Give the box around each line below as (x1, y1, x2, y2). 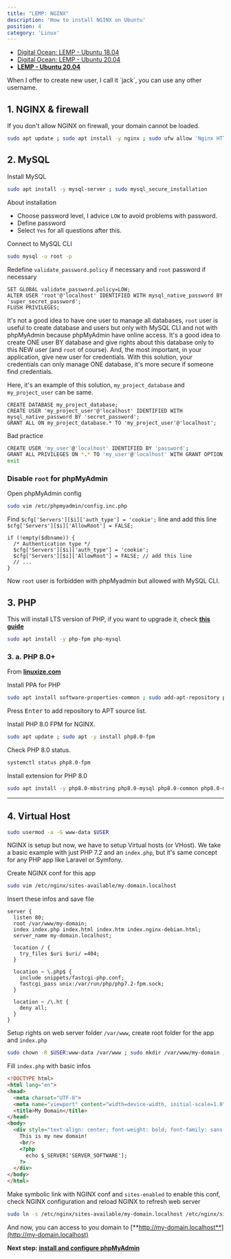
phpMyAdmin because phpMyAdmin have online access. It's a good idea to (7, 331, 221, 339)
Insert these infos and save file (7, 895, 94, 903)
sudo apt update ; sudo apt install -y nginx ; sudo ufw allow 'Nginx (7, 135, 214, 142)
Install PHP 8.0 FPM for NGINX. (7, 720, 96, 729)
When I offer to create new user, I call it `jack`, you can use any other (7, 76, 202, 85)
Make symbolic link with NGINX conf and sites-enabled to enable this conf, (7, 1190, 221, 1198)
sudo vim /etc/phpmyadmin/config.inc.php (7, 503, 128, 510)
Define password (16, 218, 66, 227)
